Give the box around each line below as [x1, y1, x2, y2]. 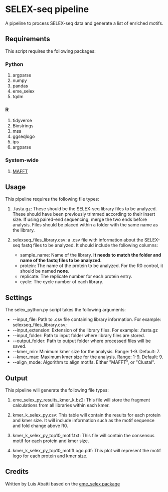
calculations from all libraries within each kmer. [12, 402, 110, 408]
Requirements [5, 35, 50, 43]
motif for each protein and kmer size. [12, 438, 89, 444]
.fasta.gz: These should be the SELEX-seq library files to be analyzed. [12, 206, 157, 212]
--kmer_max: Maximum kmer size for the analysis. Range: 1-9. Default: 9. [12, 354, 163, 360]
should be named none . [20, 268, 69, 274]
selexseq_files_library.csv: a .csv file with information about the [12, 237, 143, 243]
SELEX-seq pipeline [5, 4, 89, 15]
